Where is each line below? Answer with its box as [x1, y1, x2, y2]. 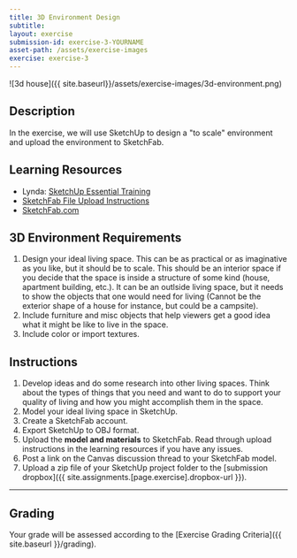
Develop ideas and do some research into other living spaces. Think [21, 378, 270, 389]
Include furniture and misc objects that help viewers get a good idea [21, 310, 271, 321]
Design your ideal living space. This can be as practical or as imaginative [21, 254, 287, 264]
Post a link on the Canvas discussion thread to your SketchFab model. [21, 453, 277, 464]
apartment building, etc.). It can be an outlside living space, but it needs [21, 282, 284, 293]
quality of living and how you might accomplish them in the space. [21, 397, 263, 408]
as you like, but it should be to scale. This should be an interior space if [21, 263, 281, 274]
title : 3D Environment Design [9, 12, 121, 22]
